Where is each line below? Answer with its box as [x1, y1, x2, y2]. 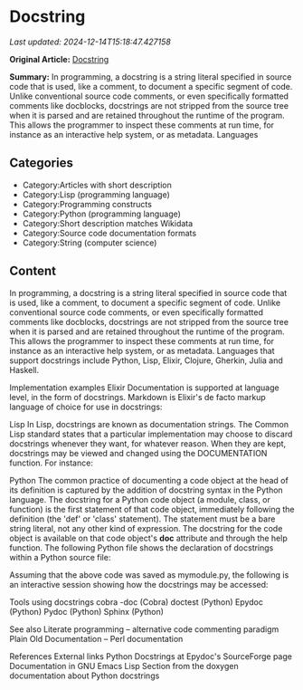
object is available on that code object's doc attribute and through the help [9, 532, 288, 543]
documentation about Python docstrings [9, 670, 160, 681]
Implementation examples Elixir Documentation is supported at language [9, 382, 279, 393]
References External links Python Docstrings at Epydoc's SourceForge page [9, 650, 292, 662]
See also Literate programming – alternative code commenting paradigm [9, 623, 279, 635]
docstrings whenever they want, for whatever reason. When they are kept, [9, 437, 287, 449]
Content [9, 264, 57, 279]
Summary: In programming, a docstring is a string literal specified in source [9, 71, 292, 82]
